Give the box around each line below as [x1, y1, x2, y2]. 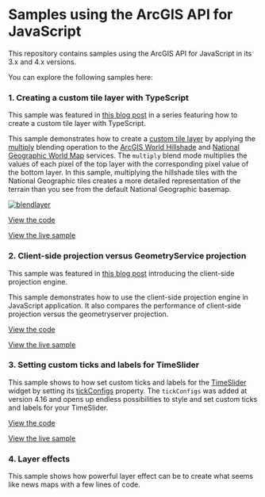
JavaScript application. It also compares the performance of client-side [8, 300, 242, 310]
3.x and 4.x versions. [8, 57, 77, 67]
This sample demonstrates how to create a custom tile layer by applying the [8, 134, 256, 143]
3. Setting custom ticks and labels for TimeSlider [8, 359, 200, 370]
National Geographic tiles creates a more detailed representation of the [8, 176, 240, 185]
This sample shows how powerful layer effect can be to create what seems [8, 472, 254, 481]
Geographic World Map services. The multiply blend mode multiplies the [8, 151, 248, 160]
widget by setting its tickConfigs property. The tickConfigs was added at [8, 386, 248, 396]
